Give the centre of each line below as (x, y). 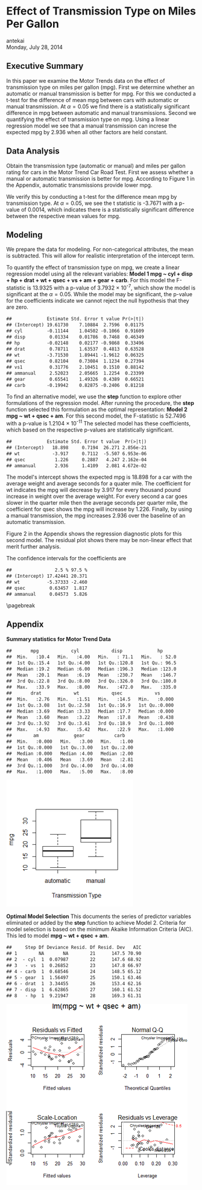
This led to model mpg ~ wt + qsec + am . (58, 936)
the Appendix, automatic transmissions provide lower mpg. (79, 185)
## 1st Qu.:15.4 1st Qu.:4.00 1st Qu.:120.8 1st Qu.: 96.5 (91, 663)
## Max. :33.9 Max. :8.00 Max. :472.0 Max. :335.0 (91, 687)
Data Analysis (33, 151)
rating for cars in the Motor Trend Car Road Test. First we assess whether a (100, 172)
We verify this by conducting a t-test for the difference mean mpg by (92, 196)
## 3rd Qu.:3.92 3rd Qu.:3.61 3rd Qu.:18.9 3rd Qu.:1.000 (90, 723)
